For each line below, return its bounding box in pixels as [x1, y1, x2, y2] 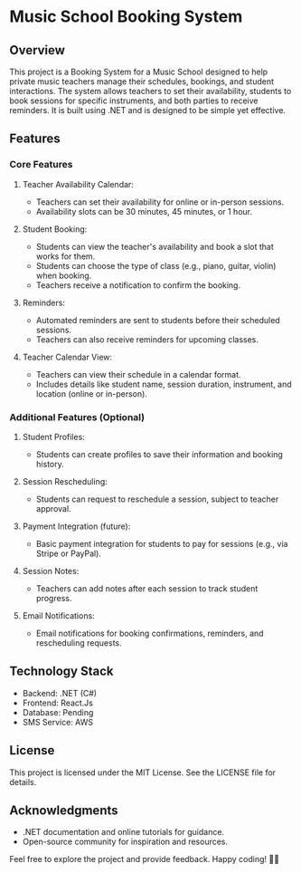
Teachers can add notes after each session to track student [35, 582, 259, 594]
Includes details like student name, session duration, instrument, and [35, 379, 292, 389]
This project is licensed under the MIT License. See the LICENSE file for [9, 767, 277, 778]
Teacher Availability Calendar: [22, 178, 134, 189]
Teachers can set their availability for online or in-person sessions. [35, 197, 285, 207]
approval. [35, 503, 71, 513]
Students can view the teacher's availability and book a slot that [35, 241, 274, 252]
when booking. [35, 270, 92, 281]
